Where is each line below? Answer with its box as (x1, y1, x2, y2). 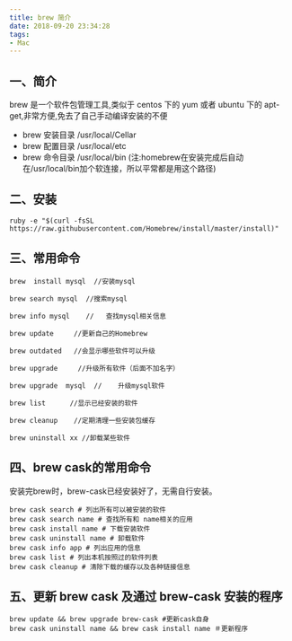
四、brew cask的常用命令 (9, 460, 152, 476)
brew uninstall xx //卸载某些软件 (9, 433, 130, 443)
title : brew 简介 (9, 13, 72, 22)
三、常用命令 (9, 250, 81, 266)
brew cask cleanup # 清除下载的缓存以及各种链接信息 (9, 562, 190, 571)
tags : (9, 30, 30, 39)
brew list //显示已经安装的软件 (9, 399, 138, 408)
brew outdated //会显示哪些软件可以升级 (9, 347, 155, 356)
